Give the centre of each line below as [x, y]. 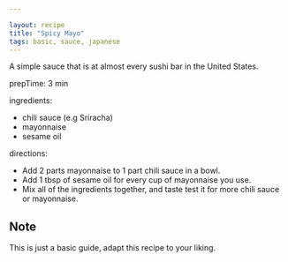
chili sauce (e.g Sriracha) [67, 118]
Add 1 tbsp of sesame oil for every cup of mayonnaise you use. [136, 180]
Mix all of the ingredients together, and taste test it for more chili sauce [151, 190]
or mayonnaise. [50, 198]
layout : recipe [37, 25]
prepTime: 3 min [39, 84]
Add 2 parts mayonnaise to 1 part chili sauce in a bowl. [121, 171]
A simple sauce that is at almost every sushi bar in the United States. [134, 66]
